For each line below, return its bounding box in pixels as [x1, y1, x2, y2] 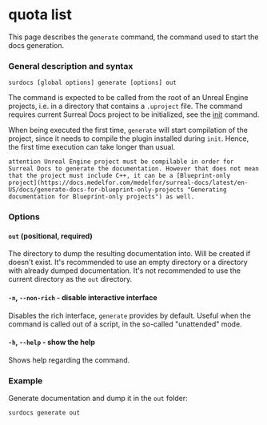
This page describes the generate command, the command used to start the [8, 32, 259, 42]
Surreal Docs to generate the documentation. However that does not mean [8, 165, 260, 173]
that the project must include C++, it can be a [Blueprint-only [8, 172, 230, 180]
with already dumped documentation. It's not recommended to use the [8, 266, 241, 275]
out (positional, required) [8, 231, 94, 241]
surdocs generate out [8, 409, 81, 417]
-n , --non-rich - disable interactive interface [8, 292, 157, 302]
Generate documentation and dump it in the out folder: [8, 394, 188, 403]
